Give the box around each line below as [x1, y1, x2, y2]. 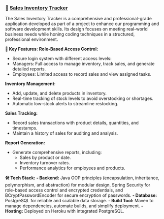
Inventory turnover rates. [19, 160, 70, 166]
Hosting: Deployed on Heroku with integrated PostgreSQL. [5, 208, 125, 214]
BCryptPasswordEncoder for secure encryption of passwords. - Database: [5, 192, 157, 198]
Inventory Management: [5, 81, 56, 87]
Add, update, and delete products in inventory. [12, 91, 107, 96]
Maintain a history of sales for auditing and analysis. [12, 130, 118, 136]
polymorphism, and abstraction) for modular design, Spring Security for [5, 182, 151, 188]
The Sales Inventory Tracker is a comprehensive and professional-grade [5, 16, 152, 22]
